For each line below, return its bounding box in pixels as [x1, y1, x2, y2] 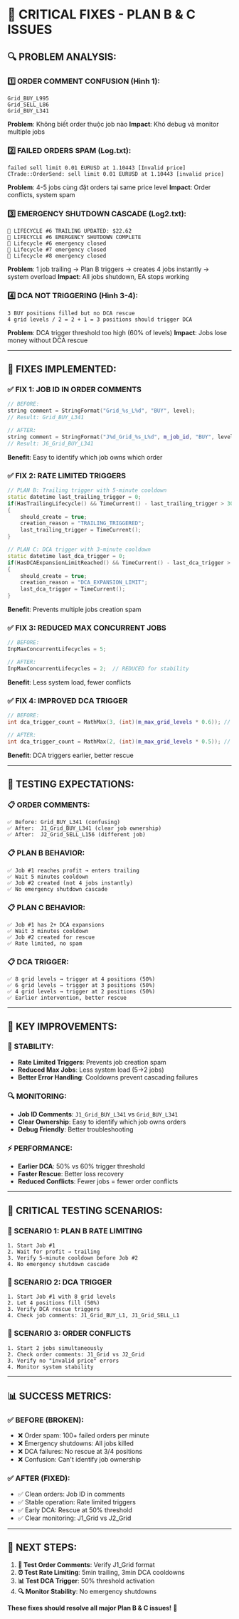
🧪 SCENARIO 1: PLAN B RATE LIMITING [7, 1225, 143, 1235]
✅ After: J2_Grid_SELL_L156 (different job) [7, 831, 146, 838]
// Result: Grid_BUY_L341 [7, 414, 84, 421]
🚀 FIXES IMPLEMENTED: [7, 363, 117, 376]
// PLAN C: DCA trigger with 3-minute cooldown [7, 546, 152, 553]
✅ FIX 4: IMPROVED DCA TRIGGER [7, 695, 128, 705]
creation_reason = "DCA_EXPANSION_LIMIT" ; [20, 579, 148, 586]
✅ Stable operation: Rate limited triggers [17, 1497, 137, 1506]
